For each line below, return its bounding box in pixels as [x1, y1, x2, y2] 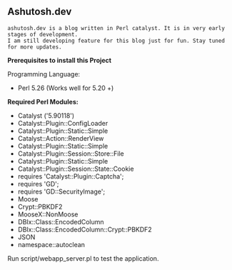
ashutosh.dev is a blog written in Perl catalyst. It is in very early [7, 24, 225, 31]
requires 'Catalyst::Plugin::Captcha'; [17, 171, 124, 181]
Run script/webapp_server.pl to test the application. [7, 254, 159, 263]
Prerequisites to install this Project [7, 56, 112, 64]
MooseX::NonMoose [17, 210, 79, 219]
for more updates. [7, 43, 62, 51]
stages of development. [7, 31, 79, 38]
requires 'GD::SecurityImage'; [17, 187, 106, 196]
